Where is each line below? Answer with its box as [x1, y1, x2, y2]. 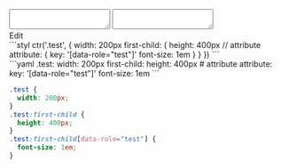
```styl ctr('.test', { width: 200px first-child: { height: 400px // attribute [9, 40, 261, 50]
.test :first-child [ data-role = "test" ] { [9, 135, 157, 144]
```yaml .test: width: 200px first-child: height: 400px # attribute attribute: [9, 59, 273, 69]
